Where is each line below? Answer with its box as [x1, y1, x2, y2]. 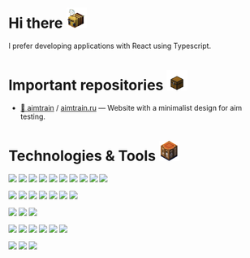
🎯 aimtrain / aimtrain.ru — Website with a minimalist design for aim [19, 103, 243, 112]
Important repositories [8, 77, 164, 94]
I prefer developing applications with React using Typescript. [8, 41, 212, 50]
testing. [19, 112, 46, 121]
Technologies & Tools [8, 146, 157, 165]
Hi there [8, 14, 63, 33]
